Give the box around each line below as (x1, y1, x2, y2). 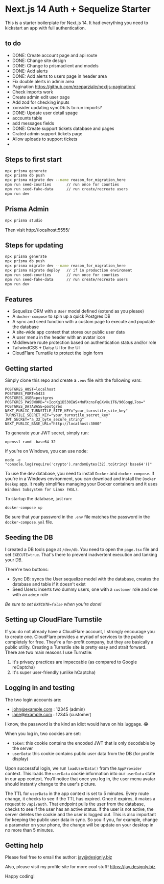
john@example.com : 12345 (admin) (12, 706, 85, 712)
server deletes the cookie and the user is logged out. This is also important (5, 811, 156, 817)
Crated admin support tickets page (12, 130, 83, 136)
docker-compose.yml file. (5, 519, 53, 525)
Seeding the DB (5, 533, 53, 542)
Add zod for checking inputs (12, 99, 70, 105)
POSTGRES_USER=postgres (5, 396, 54, 400)
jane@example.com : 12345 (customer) (12, 711, 92, 717)
